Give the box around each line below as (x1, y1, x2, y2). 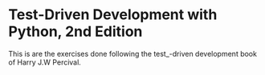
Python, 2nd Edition (8, 22, 143, 41)
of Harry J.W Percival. (8, 57, 82, 67)
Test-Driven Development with (8, 6, 218, 24)
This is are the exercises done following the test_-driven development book (8, 49, 257, 58)
